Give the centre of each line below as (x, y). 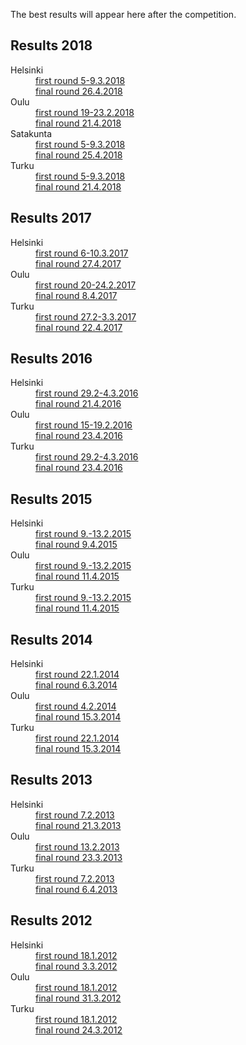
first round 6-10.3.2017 (82, 253)
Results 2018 (51, 45)
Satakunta (31, 133)
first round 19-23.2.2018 (85, 112)
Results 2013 (51, 780)
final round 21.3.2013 (78, 825)
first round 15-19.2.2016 (84, 425)
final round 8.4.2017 (76, 295)
